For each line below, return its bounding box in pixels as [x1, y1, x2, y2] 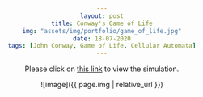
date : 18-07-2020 [72, 34, 132, 43]
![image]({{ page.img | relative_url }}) [40, 80, 164, 90]
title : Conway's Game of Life [50, 19, 154, 27]
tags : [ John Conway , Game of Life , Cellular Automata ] [7, 42, 197, 50]
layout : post [80, 11, 124, 20]
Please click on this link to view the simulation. [24, 64, 180, 74]
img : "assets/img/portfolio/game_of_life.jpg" [22, 27, 182, 35]
